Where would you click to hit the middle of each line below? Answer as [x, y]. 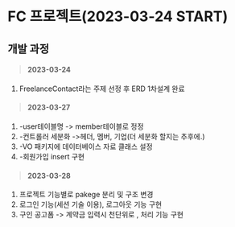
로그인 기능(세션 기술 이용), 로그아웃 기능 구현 [91, 204]
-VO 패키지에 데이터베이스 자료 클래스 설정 [86, 147]
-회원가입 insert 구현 [52, 156]
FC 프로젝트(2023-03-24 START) [118, 17]
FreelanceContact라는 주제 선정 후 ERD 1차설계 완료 [102, 89]
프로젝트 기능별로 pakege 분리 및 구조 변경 [86, 195]
